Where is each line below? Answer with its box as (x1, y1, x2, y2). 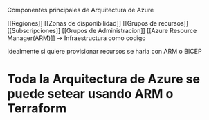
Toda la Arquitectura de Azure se (7, 72, 201, 87)
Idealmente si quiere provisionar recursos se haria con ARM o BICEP (7, 48, 202, 55)
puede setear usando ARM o (7, 86, 174, 102)
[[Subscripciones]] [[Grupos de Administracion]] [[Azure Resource (7, 27, 197, 34)
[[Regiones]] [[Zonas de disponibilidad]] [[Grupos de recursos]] (7, 19, 189, 27)
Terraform (7, 101, 67, 117)
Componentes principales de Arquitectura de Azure (7, 6, 154, 14)
